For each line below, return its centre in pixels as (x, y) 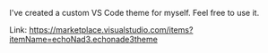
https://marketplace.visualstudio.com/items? (111, 30)
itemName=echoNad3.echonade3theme (84, 39)
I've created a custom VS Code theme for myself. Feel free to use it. (134, 13)
